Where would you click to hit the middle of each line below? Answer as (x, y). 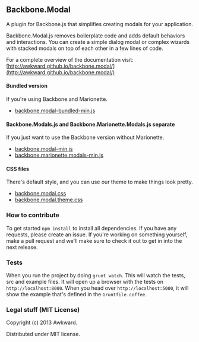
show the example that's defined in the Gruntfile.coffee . (77, 294)
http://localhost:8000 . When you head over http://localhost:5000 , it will (97, 288)
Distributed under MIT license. (43, 334)
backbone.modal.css (40, 194)
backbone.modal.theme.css (49, 200)
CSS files (18, 169)
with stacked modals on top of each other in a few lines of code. (85, 48)
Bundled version (27, 86)
